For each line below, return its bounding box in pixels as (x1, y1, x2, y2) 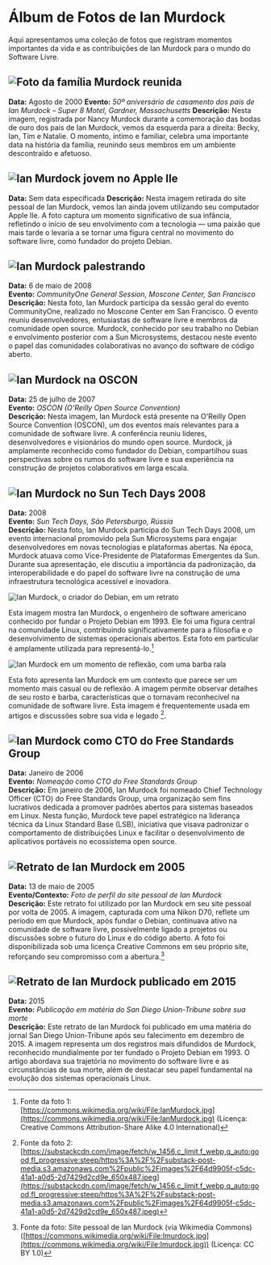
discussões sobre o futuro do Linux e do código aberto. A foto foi (8, 933, 226, 943)
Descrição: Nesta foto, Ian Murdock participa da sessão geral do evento (8, 298, 249, 308)
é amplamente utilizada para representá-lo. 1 (8, 642, 155, 654)
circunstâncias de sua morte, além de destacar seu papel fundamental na (8, 1065, 252, 1074)
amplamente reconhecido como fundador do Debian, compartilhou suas (8, 446, 248, 456)
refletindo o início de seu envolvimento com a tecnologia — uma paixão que (8, 219, 261, 229)
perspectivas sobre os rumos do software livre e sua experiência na (8, 455, 234, 464)
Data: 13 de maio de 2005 (8, 881, 95, 891)
